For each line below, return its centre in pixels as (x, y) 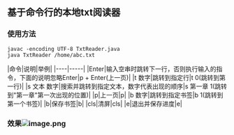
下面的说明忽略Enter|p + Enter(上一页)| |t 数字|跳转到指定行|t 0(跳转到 (119, 77)
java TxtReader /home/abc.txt (51, 55)
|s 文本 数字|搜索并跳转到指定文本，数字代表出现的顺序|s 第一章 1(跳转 (126, 86)
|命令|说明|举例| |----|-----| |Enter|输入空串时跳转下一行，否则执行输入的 (112, 69)
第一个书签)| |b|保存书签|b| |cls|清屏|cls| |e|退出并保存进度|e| (95, 104)
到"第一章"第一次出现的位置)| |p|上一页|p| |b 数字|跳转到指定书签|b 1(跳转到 (115, 95)
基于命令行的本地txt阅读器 (64, 13)
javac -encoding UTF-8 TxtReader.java (64, 49)
